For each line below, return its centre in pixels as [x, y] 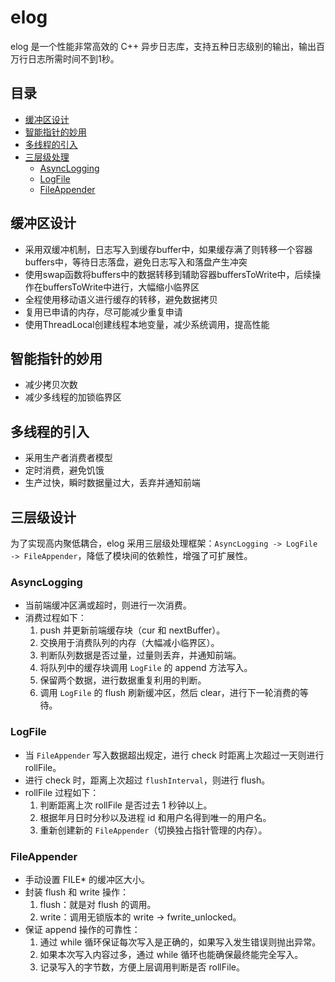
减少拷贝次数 [51, 385]
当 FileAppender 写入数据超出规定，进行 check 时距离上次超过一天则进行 [174, 755]
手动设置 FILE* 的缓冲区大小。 [87, 879]
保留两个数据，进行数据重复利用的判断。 [123, 680]
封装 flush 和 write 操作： [76, 892]
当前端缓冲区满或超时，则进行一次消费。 [108, 605]
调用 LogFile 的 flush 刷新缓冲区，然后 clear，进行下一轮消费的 [169, 693]
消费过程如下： [55, 618]
